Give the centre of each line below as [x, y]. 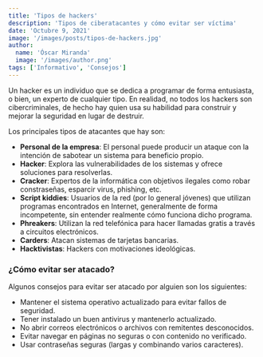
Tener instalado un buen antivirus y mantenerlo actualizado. [118, 319]
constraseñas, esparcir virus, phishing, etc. [90, 189]
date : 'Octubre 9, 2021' [49, 30]
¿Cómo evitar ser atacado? [62, 269]
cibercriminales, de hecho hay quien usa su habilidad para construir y [122, 107]
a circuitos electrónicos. [59, 232]
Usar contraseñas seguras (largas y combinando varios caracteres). [131, 345]
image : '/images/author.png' [64, 61]
